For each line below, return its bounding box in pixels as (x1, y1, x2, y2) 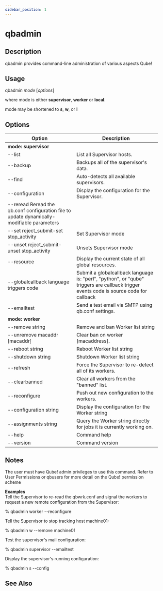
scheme (5, 479, 21, 485)
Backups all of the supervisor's (76, 159, 147, 166)
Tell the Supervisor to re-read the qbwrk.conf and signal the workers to (5, 494, 147, 500)
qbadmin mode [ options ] (5, 87, 55, 93)
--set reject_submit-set (7, 227, 63, 234)
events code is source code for (76, 288, 147, 295)
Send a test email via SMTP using (76, 302, 153, 309)
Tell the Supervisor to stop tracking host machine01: (5, 518, 109, 524)
